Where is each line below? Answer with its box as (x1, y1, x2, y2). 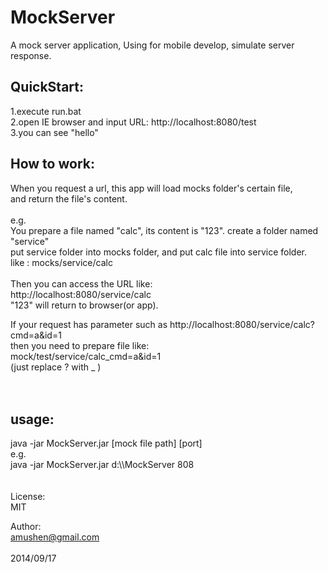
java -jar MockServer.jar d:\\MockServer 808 (10, 459, 195, 471)
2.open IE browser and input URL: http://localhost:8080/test (10, 116, 257, 128)
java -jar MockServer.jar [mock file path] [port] (10, 437, 203, 450)
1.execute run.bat (10, 105, 82, 117)
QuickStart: (10, 79, 85, 96)
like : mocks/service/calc (10, 256, 113, 268)
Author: (10, 521, 42, 533)
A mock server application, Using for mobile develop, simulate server (10, 39, 295, 51)
